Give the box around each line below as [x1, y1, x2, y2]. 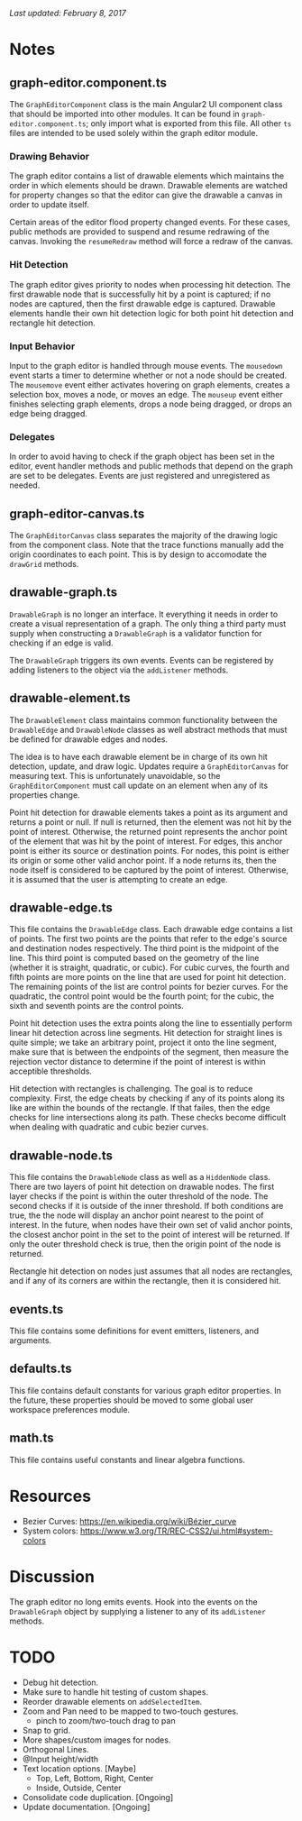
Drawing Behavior [9, 150, 90, 162]
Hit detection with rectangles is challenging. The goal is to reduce [9, 1084, 253, 1094]
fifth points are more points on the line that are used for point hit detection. [9, 972, 287, 983]
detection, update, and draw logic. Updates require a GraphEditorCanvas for [9, 761, 289, 772]
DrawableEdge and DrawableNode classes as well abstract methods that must [9, 724, 288, 735]
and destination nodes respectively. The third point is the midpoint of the [9, 943, 279, 954]
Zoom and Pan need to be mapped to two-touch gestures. [22, 1706, 239, 1716]
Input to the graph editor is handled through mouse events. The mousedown [9, 360, 283, 371]
